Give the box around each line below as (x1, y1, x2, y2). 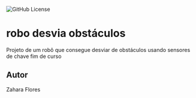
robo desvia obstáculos (6, 27, 126, 40)
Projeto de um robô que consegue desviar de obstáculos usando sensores (6, 46, 191, 53)
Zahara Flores (6, 85, 41, 93)
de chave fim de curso (6, 53, 62, 60)
